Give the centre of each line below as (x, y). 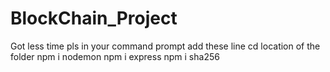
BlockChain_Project (94, 18)
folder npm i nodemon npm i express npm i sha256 (115, 56)
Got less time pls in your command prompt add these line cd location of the (165, 46)
